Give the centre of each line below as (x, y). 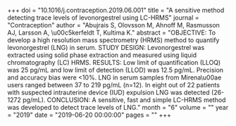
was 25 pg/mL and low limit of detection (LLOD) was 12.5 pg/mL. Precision (116, 70)
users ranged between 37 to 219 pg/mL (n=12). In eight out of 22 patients (114, 85)
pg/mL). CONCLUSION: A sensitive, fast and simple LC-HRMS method (124, 100)
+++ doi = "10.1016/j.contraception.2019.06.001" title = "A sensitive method (116, 10)
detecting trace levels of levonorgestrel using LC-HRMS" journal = (103, 18)
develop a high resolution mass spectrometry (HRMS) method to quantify (113, 40)
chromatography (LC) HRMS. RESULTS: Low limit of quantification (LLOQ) (114, 62)
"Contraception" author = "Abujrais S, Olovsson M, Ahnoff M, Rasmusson (114, 25)
